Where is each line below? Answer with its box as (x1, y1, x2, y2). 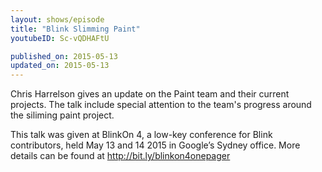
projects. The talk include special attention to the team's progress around (10, 99, 312, 111)
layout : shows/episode (10, 14, 105, 25)
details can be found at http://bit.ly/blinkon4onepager (10, 150, 231, 162)
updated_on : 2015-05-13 (10, 61, 110, 71)
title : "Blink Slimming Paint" (10, 24, 141, 34)
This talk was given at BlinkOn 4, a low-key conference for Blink (10, 129, 273, 141)
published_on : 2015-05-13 (10, 51, 118, 61)
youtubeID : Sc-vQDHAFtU (10, 33, 110, 43)
